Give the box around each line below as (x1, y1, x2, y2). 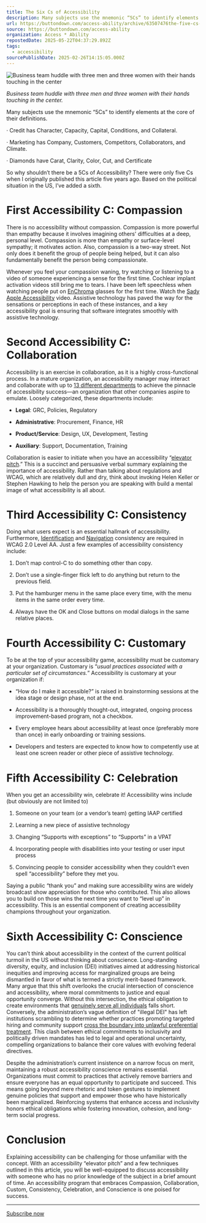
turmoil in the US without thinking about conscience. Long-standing (6, 956, 178, 964)
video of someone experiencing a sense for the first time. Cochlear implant (6, 274, 196, 282)
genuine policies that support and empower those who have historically (6, 1092, 187, 1099)
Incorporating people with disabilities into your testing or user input (15, 845, 185, 853)
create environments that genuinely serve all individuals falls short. (6, 1002, 175, 1009)
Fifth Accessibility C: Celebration (6, 771, 178, 785)
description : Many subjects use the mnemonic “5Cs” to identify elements (6, 15, 199, 21)
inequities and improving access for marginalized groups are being (6, 969, 175, 977)
